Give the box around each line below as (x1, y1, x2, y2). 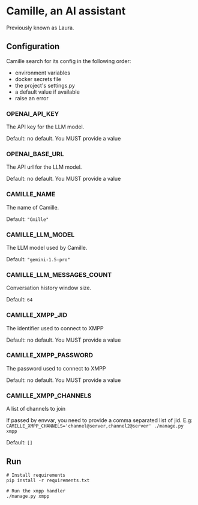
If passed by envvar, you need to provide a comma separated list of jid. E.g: (6, 417, 193, 424)
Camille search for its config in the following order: (6, 57, 131, 64)
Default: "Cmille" (6, 215, 49, 223)
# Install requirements (6, 472, 66, 478)
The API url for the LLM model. (6, 163, 82, 171)
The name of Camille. (6, 204, 59, 211)
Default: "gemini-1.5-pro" (6, 255, 71, 262)
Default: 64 (6, 296, 33, 303)
